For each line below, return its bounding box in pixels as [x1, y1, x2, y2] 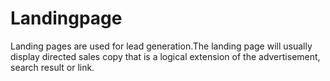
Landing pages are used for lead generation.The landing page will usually [10, 40, 313, 52]
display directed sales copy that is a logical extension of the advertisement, [10, 50, 321, 62]
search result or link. [10, 61, 95, 73]
